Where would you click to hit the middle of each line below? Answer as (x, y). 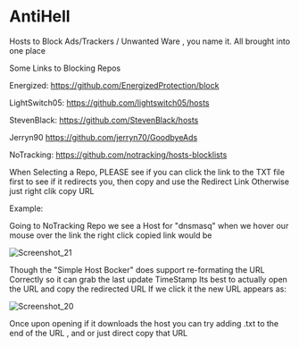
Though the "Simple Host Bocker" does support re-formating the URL (137, 269)
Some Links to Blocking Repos (65, 68)
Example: (26, 208)
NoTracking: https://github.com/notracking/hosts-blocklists (118, 155)
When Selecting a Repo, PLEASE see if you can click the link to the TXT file (147, 172)
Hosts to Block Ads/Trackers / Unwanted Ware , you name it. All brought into (150, 41)
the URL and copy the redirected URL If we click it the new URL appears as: (148, 289)
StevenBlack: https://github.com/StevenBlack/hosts (104, 120)
